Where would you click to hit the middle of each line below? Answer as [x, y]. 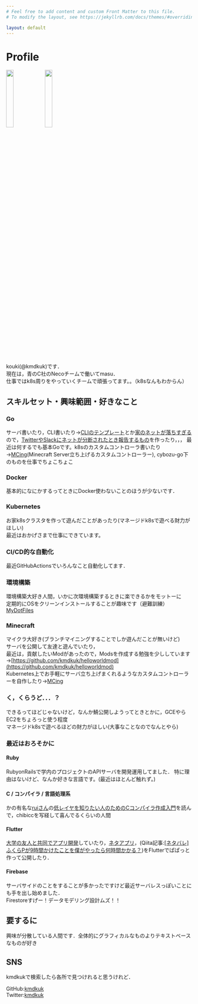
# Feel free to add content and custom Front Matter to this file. [91, 11]
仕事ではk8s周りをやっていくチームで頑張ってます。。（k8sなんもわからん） [97, 381]
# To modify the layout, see [42, 17]
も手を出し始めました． [34, 893]
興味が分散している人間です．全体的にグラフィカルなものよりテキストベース [99, 936]
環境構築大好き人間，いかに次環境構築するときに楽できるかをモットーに [94, 597]
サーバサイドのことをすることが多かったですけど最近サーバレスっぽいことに [99, 886]
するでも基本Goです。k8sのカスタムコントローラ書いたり [91, 447]
